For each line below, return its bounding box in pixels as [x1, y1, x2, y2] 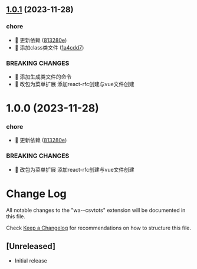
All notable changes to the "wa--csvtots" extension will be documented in [6, 206, 186, 214]
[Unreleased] [6, 241, 56, 251]
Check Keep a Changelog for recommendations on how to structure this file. [6, 224, 192, 231]
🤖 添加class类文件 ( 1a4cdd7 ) [14, 44, 84, 51]
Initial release [14, 257, 47, 264]
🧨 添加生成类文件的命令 [14, 73, 72, 80]
